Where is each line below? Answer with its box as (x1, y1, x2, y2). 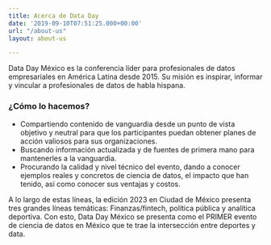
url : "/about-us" (8, 27, 67, 35)
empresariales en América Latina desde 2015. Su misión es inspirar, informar (8, 72, 263, 81)
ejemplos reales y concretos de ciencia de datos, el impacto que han (19, 170, 249, 180)
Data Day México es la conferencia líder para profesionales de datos (8, 64, 236, 73)
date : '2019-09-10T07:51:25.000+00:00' (8, 19, 143, 27)
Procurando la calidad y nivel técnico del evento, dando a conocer (19, 162, 240, 172)
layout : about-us (8, 34, 67, 43)
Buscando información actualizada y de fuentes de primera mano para (19, 144, 255, 154)
